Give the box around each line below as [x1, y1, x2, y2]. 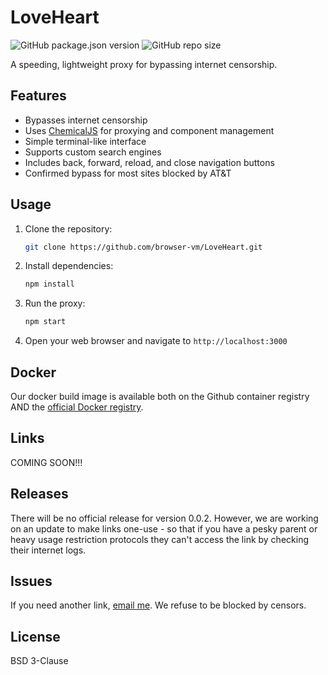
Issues [10, 573, 53, 590]
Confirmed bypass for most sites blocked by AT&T [24, 167, 232, 179]
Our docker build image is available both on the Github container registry [10, 391, 310, 402]
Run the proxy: [24, 297, 86, 310]
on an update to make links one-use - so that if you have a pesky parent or [10, 522, 318, 535]
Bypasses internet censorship [24, 114, 148, 126]
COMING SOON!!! [10, 456, 83, 468]
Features [10, 87, 67, 105]
